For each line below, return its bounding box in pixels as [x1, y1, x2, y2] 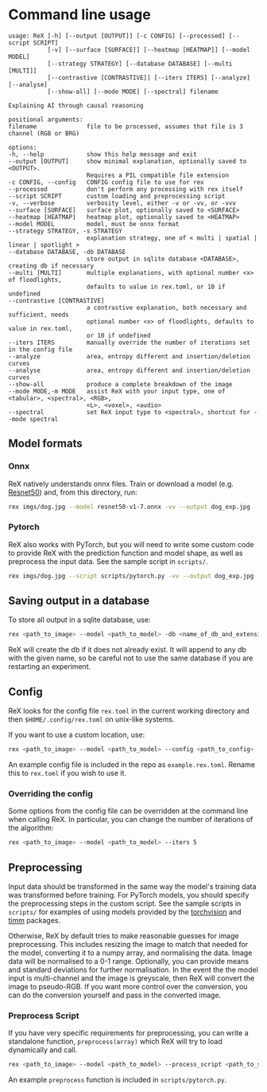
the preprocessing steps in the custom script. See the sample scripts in [8, 898, 242, 909]
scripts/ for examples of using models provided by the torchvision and [8, 907, 242, 917]
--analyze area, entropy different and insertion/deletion [8, 352, 250, 360]
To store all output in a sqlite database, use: [8, 615, 151, 624]
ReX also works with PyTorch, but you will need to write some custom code [8, 539, 254, 549]
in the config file [8, 345, 73, 354]
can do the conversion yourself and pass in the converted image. [8, 990, 222, 1000]
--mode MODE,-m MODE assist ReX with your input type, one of [8, 387, 226, 395]
